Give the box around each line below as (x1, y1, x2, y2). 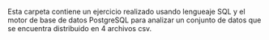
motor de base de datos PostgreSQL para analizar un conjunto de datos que (7, 15, 262, 25)
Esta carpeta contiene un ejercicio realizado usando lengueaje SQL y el (7, 7, 246, 16)
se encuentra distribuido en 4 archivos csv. (7, 24, 152, 33)
